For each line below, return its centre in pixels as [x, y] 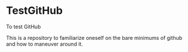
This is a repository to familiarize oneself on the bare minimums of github [94, 38]
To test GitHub [23, 27]
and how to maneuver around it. [45, 44]
